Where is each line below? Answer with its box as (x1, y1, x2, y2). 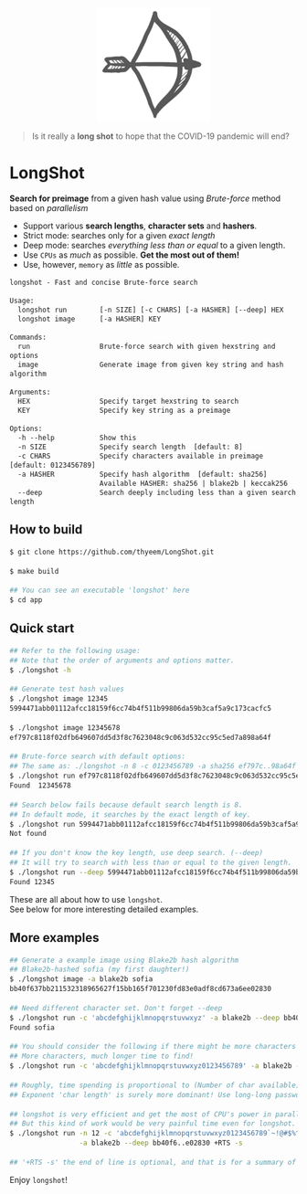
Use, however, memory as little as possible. (22, 259, 180, 269)
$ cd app (9, 596, 43, 605)
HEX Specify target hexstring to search (17, 396, 239, 406)
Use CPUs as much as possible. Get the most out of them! (22, 249, 240, 260)
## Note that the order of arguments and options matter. (9, 656, 235, 665)
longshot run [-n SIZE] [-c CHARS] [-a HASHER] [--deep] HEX (17, 305, 284, 314)
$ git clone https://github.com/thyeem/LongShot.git (9, 547, 215, 556)
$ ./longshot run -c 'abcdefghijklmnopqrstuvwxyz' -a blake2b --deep (9, 1013, 281, 1022)
